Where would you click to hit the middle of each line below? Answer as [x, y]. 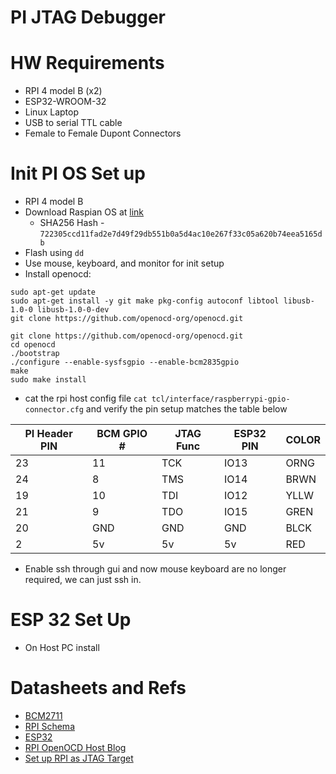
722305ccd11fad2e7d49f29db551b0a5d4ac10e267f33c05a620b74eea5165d [181, 234]
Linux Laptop [51, 112]
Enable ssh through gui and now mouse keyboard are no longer [155, 569]
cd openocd [33, 345]
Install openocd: [58, 274]
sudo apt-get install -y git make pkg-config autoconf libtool [145, 301]
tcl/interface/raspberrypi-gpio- [221, 399]
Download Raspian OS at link [84, 212]
